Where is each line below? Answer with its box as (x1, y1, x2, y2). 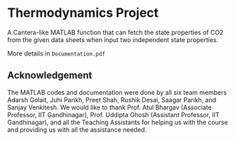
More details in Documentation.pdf (7, 49, 105, 58)
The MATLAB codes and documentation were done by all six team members (7, 88, 227, 96)
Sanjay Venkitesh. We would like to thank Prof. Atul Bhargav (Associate (7, 103, 212, 112)
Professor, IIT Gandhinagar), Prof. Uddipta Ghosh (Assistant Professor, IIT (7, 110, 220, 119)
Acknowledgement (7, 69, 93, 81)
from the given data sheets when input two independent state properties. (7, 35, 219, 43)
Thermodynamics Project (7, 5, 159, 21)
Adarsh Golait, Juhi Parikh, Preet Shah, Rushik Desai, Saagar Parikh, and (7, 95, 217, 104)
